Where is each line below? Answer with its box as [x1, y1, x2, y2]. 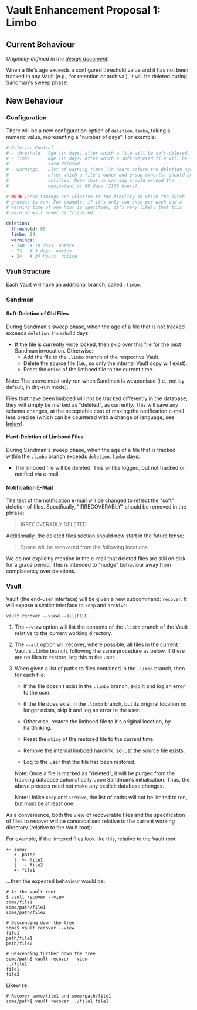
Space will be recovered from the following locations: [20, 544, 150, 551]
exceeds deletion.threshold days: [6, 329, 90, 336]
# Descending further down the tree [6, 951, 96, 957]
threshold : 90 [11, 226, 46, 232]
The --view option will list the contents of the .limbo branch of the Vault [14, 623, 188, 630]
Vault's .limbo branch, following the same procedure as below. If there [14, 647, 185, 654]
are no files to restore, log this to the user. [14, 654, 116, 661]
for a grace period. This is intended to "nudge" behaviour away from [6, 562, 171, 569]
